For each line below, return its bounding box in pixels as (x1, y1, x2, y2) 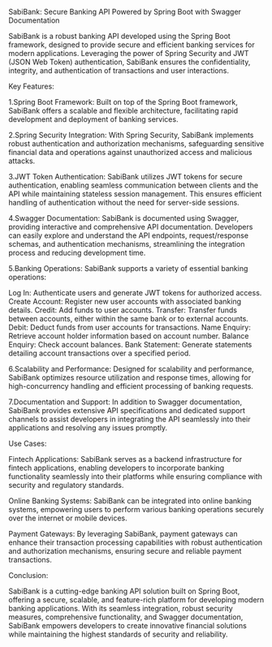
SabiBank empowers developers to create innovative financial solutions (8, 621, 248, 630)
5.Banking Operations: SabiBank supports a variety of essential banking (8, 264, 248, 273)
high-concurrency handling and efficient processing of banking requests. (8, 382, 254, 390)
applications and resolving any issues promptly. (8, 423, 168, 433)
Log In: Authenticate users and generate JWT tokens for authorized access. (8, 288, 262, 297)
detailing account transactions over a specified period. (8, 348, 191, 358)
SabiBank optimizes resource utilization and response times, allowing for (8, 373, 252, 382)
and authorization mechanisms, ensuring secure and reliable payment (8, 546, 242, 555)
